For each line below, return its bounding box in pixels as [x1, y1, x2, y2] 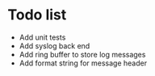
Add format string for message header [19, 58, 147, 68]
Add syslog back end [19, 40, 90, 50]
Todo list [7, 6, 67, 24]
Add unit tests [19, 32, 66, 42]
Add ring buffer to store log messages [19, 49, 146, 59]
